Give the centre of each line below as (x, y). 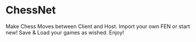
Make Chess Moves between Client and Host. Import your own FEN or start (98, 26)
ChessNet (31, 10)
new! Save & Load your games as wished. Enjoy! (65, 32)
